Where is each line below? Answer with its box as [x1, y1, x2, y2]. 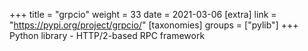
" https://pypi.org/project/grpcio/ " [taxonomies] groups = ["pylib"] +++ [9, 19, 299, 31]
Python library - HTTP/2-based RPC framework [9, 30, 206, 41]
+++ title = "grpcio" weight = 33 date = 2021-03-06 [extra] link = [9, 9, 277, 20]
